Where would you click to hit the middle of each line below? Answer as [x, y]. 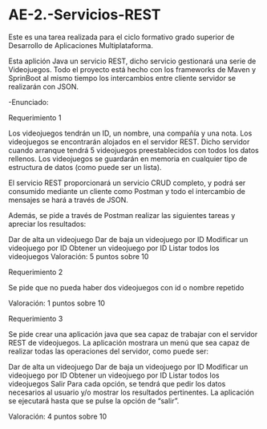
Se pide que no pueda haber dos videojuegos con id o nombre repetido [126, 287]
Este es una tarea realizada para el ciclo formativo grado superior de [121, 37]
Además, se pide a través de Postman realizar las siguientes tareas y [122, 215]
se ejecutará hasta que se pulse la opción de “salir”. [94, 401]
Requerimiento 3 [36, 318]
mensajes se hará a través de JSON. [68, 200]
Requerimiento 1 [35, 117]
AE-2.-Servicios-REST [85, 15]
